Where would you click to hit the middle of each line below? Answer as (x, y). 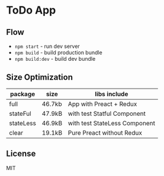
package (22, 94)
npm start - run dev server (47, 46)
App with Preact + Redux (102, 104)
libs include (111, 94)
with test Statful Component (107, 113)
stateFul (20, 113)
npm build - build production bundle (58, 53)
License (21, 154)
